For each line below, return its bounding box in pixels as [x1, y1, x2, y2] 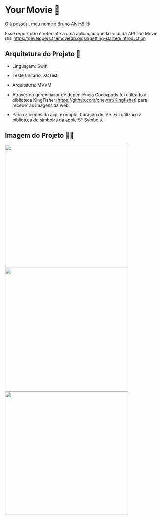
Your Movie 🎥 [5, 4, 60, 16]
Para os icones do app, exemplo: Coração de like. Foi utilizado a [12, 111, 142, 117]
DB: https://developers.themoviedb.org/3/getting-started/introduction [5, 36, 146, 41]
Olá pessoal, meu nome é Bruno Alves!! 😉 [5, 21, 91, 27]
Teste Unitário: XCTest [12, 73, 58, 78]
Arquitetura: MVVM [12, 82, 52, 88]
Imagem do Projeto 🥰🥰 [5, 131, 74, 140]
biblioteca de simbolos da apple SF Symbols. [12, 117, 103, 123]
